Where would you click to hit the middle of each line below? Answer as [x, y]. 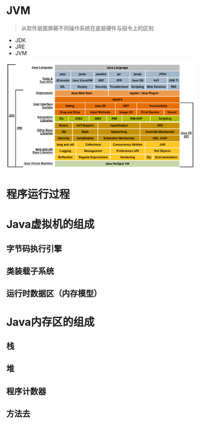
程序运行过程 [38, 194]
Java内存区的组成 [50, 322]
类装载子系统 [30, 271]
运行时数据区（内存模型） [54, 294]
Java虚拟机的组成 [50, 224]
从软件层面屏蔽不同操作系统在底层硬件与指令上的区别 [87, 28]
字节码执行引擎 [34, 248]
